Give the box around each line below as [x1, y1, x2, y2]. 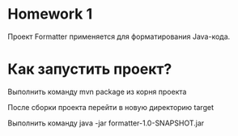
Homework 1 [7, 5, 93, 23]
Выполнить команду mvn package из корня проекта [7, 87, 187, 96]
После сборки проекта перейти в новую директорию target [7, 102, 214, 112]
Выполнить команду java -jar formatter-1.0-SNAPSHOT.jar [7, 118, 205, 128]
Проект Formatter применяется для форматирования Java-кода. [7, 32, 231, 41]
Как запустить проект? [7, 60, 172, 79]
